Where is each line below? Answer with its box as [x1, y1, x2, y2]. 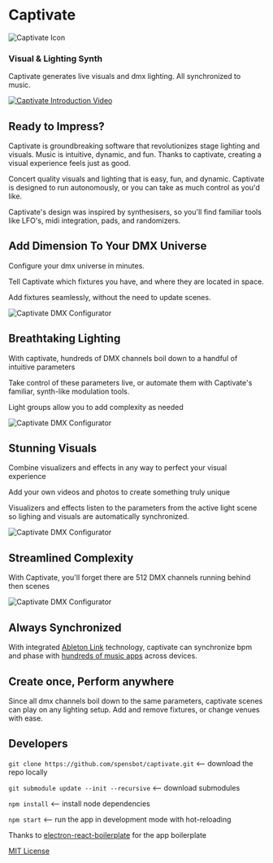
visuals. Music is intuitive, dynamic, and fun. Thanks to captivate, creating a [8, 150, 262, 159]
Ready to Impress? [8, 120, 105, 133]
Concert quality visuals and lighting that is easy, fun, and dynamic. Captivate [8, 174, 266, 184]
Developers [8, 737, 68, 751]
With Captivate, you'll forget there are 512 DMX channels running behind [8, 573, 251, 582]
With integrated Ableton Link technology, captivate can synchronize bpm [8, 643, 253, 652]
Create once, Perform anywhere [8, 674, 175, 688]
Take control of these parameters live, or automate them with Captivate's [8, 377, 253, 387]
